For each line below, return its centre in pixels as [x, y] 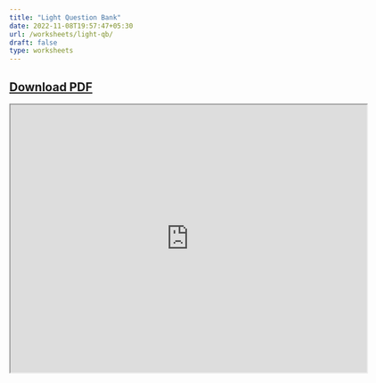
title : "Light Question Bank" [65, 17]
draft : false [33, 42]
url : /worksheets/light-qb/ [61, 34]
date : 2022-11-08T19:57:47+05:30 [71, 26]
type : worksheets [41, 51]
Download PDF [51, 87]
